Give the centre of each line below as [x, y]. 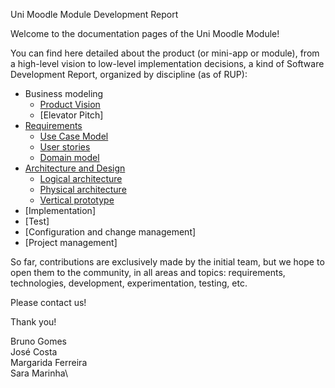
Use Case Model [74, 136]
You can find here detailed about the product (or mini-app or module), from [165, 53]
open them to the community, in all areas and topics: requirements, [148, 272]
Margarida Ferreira [49, 362]
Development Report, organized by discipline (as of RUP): [129, 74]
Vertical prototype [77, 200]
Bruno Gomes [38, 341]
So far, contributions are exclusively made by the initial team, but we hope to [167, 262]
